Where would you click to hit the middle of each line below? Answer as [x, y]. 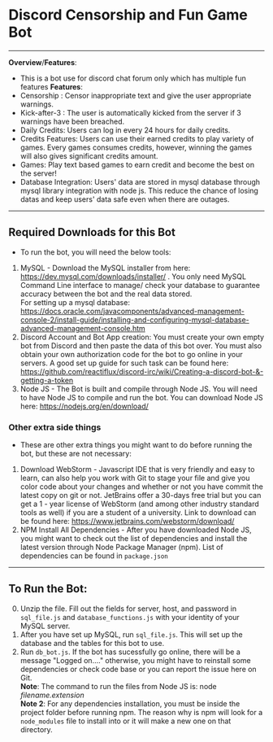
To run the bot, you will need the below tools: [95, 252]
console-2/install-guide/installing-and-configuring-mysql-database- [134, 320]
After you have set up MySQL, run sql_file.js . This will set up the [131, 634]
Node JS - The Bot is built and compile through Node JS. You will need [139, 389]
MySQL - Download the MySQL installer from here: [105, 268]
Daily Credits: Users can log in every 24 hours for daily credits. [125, 130]
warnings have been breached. [72, 121]
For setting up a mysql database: [75, 302]
